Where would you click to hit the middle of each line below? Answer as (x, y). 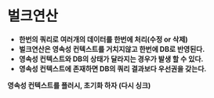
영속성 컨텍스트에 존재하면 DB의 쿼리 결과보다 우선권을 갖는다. (112, 68)
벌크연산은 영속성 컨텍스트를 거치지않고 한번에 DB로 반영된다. (112, 49)
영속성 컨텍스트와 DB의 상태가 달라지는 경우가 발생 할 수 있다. (111, 59)
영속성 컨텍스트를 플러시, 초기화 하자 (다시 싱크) (79, 85)
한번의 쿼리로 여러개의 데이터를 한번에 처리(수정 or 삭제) (103, 39)
